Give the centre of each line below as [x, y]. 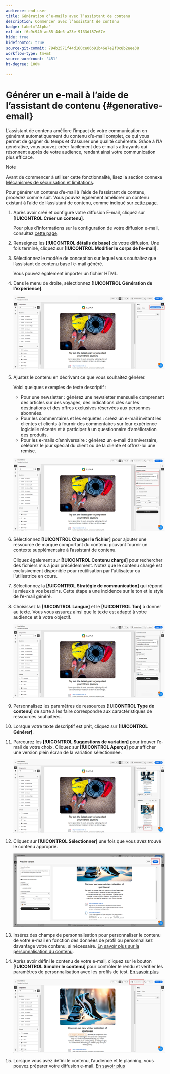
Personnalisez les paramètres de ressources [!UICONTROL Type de [84, 706]
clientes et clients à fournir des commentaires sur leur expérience [89, 424]
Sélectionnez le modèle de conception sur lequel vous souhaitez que [85, 259]
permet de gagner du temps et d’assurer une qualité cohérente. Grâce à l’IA [84, 141]
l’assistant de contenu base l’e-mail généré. [58, 264]
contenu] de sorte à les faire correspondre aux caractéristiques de [82, 711]
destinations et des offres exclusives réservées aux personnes [86, 408]
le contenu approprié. [36, 846]
